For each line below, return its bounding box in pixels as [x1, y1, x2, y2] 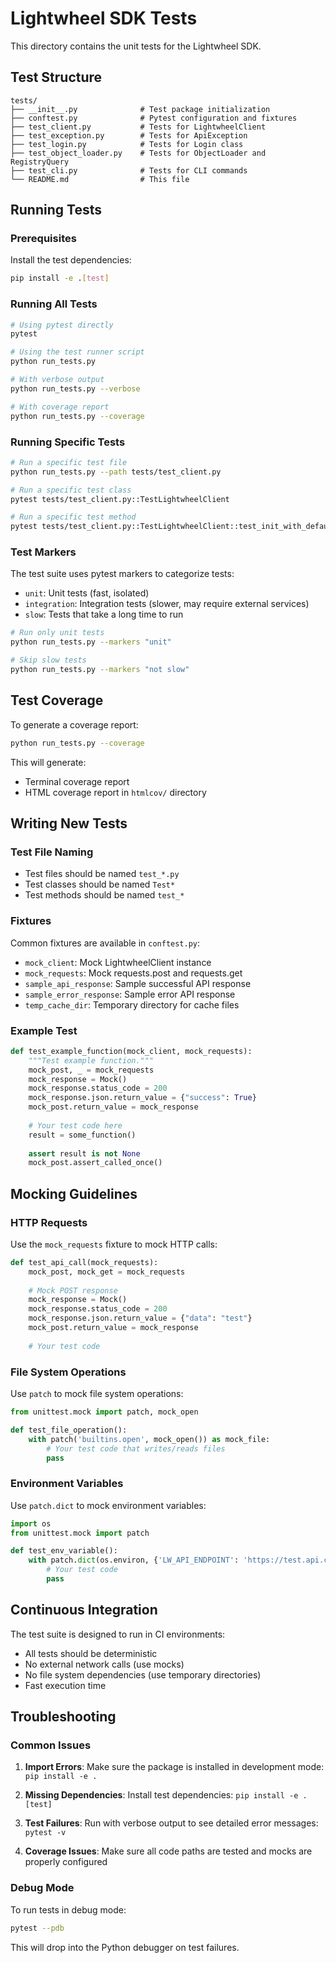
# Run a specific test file [10, 457, 128, 467]
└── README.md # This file [10, 174, 190, 184]
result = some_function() [28, 1130, 137, 1140]
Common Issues [10, 1738, 92, 1752]
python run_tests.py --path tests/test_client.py [10, 467, 222, 477]
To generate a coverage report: [10, 718, 139, 731]
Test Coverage [10, 692, 104, 709]
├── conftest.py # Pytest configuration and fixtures [10, 113, 298, 123]
